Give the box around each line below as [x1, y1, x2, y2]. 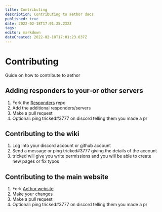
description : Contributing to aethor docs [5, 12, 94, 17]
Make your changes [12, 191, 53, 197]
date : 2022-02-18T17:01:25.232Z [5, 21, 72, 26]
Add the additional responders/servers [12, 105, 91, 111]
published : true [5, 16, 39, 21]
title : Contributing [5, 7, 48, 12]
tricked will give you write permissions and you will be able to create [12, 153, 152, 159]
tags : [5, 26, 16, 31]
